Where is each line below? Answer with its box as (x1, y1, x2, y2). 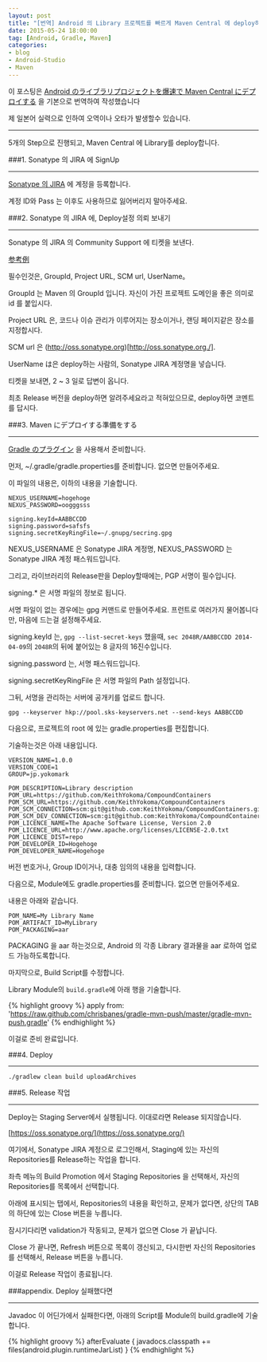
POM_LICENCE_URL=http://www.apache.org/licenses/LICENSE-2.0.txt (8, 826, 229, 834)
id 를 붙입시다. (8, 298, 53, 308)
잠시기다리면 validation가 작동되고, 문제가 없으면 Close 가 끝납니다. (8, 1225, 218, 1234)
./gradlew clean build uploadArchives (8, 1073, 137, 1081)
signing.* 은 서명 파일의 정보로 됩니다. (8, 588, 127, 597)
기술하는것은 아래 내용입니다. (8, 740, 98, 750)
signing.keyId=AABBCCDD (8, 515, 87, 523)
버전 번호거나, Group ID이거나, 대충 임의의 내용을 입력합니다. (8, 862, 196, 872)
